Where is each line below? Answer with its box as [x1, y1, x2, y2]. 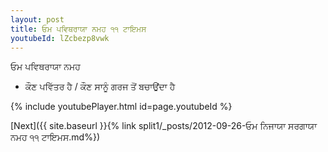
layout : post [10, 14, 65, 25]
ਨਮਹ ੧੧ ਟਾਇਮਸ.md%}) [10, 131, 101, 143]
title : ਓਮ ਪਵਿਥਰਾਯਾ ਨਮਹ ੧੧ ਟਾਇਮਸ [10, 24, 147, 34]
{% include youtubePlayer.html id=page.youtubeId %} [10, 101, 233, 113]
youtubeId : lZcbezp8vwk [10, 33, 110, 43]
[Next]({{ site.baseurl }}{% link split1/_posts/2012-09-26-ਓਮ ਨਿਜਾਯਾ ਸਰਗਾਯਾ [10, 120, 318, 132]
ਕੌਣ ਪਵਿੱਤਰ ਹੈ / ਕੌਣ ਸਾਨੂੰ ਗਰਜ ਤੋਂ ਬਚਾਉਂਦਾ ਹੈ [24, 81, 176, 93]
